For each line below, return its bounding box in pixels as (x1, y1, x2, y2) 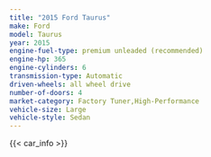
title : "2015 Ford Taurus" (9, 13, 111, 22)
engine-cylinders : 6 (9, 64, 87, 73)
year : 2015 (9, 38, 50, 48)
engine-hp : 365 (9, 55, 67, 64)
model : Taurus (9, 30, 63, 39)
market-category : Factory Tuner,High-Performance (9, 96, 200, 106)
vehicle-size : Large (9, 105, 87, 114)
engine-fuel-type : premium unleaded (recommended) (9, 47, 204, 56)
